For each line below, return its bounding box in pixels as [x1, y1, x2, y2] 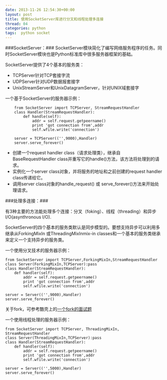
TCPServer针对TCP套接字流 [12, 72, 70, 78]
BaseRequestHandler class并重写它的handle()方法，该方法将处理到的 [12, 156, 155, 162]
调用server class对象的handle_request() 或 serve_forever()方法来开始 [12, 181, 155, 187]
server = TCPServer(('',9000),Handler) [14, 136, 97, 141]
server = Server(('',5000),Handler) [5, 366, 81, 371]
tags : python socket [5, 30, 50, 35]
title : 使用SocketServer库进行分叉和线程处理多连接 [5, 16, 104, 21]
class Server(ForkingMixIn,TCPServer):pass [5, 262, 97, 267]
